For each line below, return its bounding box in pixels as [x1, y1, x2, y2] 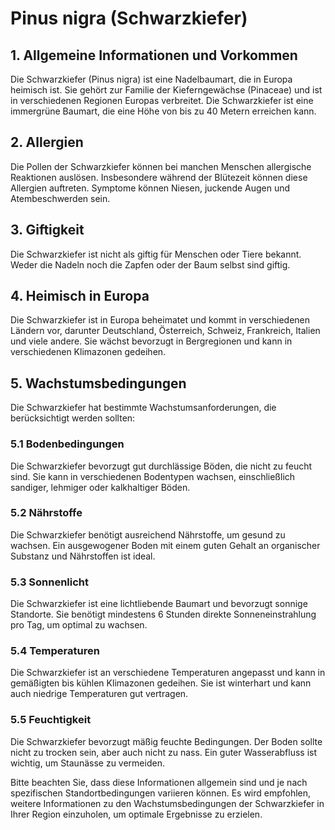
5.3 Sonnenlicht [10, 575, 90, 589]
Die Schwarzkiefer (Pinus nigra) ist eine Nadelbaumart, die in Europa [10, 73, 293, 85]
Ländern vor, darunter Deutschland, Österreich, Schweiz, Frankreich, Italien [10, 325, 321, 337]
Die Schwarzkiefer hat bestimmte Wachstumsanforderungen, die [10, 402, 277, 414]
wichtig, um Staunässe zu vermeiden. [10, 757, 165, 769]
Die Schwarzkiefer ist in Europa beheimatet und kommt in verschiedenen [10, 314, 311, 326]
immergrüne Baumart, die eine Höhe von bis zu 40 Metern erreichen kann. [10, 105, 317, 117]
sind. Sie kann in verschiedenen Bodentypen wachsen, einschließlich [10, 470, 296, 482]
